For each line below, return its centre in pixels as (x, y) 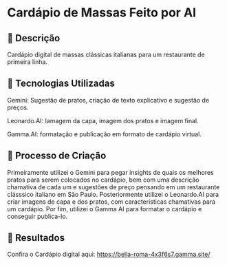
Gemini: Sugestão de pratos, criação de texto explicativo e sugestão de (108, 100)
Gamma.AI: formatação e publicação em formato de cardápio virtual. (104, 134)
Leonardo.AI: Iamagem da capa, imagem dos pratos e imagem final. (103, 120)
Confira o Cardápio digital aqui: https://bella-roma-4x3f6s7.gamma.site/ (109, 254)
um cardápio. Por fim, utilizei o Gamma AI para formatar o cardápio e (105, 209)
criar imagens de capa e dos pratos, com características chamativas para (111, 202)
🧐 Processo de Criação (57, 156)
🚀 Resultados (36, 238)
